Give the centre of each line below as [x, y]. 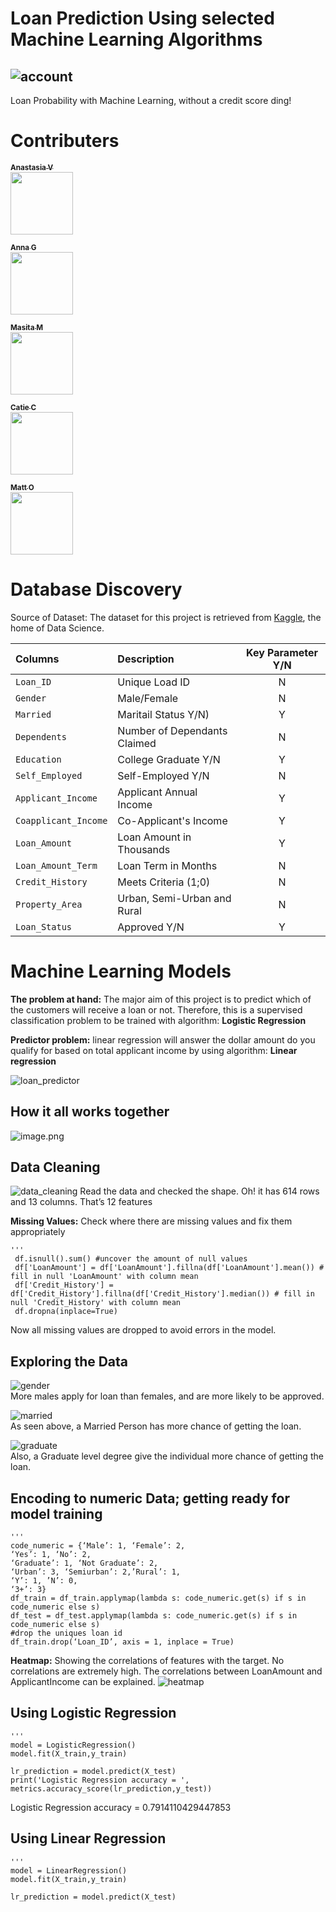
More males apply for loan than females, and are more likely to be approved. [167, 1396]
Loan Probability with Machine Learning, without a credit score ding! [151, 100]
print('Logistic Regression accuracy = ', [100, 1780]
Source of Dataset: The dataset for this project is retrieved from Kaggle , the [166, 617]
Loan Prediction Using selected [142, 18]
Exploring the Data [69, 1361]
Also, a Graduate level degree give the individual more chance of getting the [167, 1456]
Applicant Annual [157, 792]
